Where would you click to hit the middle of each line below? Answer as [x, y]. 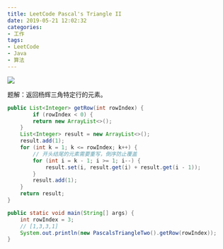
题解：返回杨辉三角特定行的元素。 [57, 94]
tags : [15, 40]
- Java [17, 54]
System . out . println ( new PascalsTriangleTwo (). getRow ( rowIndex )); [119, 233]
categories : [25, 27]
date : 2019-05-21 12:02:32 [47, 21]
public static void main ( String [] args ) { [71, 213]
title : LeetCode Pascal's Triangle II [64, 14]
